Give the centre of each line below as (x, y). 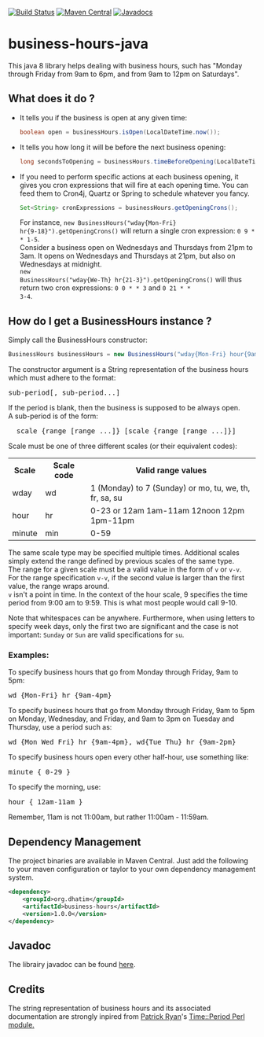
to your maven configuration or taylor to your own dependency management (132, 870)
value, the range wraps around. (59, 587)
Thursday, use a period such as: (60, 727)
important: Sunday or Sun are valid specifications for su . (96, 635)
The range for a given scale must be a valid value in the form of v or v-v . (125, 569)
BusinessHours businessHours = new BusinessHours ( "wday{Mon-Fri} (117, 355)
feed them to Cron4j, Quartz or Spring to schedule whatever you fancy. (134, 193)
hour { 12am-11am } (46, 802)
